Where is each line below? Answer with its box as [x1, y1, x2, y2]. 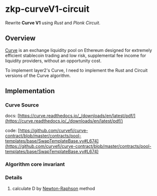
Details [5, 174, 23, 181]
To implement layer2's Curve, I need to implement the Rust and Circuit [5, 67, 148, 73]
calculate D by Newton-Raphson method [12, 185, 95, 191]
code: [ [5, 127, 20, 134]
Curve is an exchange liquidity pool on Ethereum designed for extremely [5, 47, 152, 53]
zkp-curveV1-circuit [5, 3, 90, 15]
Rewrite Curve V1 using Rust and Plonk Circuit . [5, 20, 101, 26]
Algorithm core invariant [5, 161, 65, 168]
